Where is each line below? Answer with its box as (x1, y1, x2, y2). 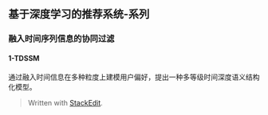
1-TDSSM (8, 53, 40, 63)
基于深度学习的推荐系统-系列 (8, 7, 150, 21)
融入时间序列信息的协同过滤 (8, 33, 115, 44)
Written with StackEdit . (27, 98, 104, 107)
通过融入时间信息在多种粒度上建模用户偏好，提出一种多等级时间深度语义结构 (8, 72, 260, 82)
